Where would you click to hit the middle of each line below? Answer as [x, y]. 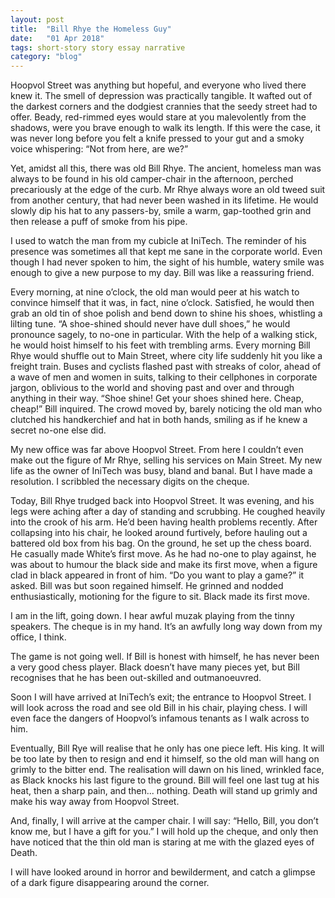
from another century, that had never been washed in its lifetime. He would [164, 200]
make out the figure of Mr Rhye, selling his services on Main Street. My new [166, 460]
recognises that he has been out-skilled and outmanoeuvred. [136, 678]
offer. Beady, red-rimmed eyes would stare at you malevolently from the [158, 117]
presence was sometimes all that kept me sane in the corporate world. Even [166, 252]
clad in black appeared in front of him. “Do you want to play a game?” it [157, 575]
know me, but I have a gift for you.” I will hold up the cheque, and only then [164, 832]
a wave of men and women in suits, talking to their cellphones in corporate [164, 377]
